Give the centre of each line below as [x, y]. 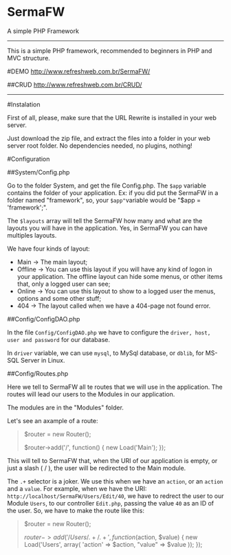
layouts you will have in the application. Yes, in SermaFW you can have [107, 228]
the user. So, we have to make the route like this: [76, 510]
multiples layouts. [32, 235]
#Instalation [24, 104]
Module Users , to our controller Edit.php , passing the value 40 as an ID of [111, 503]
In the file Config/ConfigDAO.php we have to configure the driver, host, [109, 332]
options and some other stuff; [59, 298]
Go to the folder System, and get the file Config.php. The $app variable [107, 185]
